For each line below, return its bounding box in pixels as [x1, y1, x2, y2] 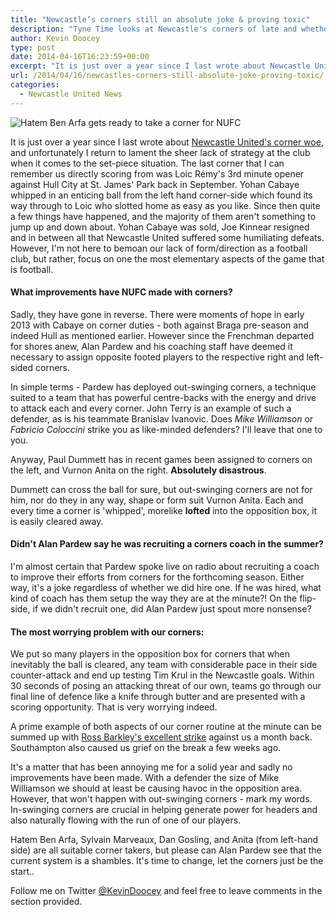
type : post [10, 42, 56, 53]
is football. [10, 263, 54, 275]
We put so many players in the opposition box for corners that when [10, 648, 291, 660]
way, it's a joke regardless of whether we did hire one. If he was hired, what [10, 582, 322, 594]
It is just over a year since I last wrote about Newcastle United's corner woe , [10, 136, 324, 148]
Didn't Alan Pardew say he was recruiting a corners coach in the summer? [10, 538, 324, 550]
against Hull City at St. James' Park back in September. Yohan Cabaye [10, 178, 300, 190]
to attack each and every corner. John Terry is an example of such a [10, 402, 292, 414]
